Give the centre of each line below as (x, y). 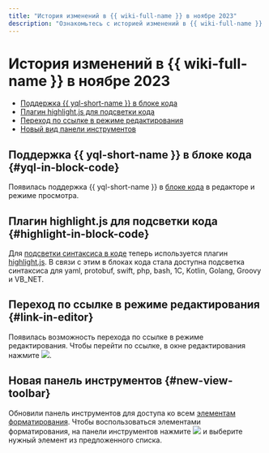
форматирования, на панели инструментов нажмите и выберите (126, 431)
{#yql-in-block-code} (64, 167)
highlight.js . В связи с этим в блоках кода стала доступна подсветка (126, 262)
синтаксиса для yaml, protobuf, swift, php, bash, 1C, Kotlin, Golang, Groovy (135, 271)
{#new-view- (199, 381)
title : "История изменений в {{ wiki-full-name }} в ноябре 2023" (123, 16)
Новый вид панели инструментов (78, 129)
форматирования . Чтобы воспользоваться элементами (105, 421)
